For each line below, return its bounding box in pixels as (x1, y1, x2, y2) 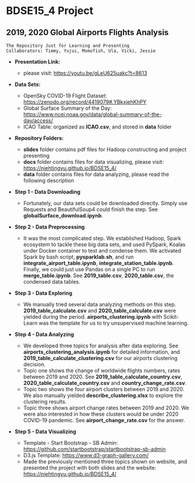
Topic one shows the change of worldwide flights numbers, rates (23, 367, 180, 374)
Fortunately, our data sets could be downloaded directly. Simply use (23, 200, 187, 206)
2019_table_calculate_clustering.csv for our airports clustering (23, 355, 177, 361)
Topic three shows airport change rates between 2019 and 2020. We (23, 405, 189, 411)
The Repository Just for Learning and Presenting (6, 43, 130, 49)
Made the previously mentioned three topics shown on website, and (23, 458, 187, 465)
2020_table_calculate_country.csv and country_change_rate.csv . (23, 379, 187, 387)
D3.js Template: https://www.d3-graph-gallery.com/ (23, 452, 149, 458)
